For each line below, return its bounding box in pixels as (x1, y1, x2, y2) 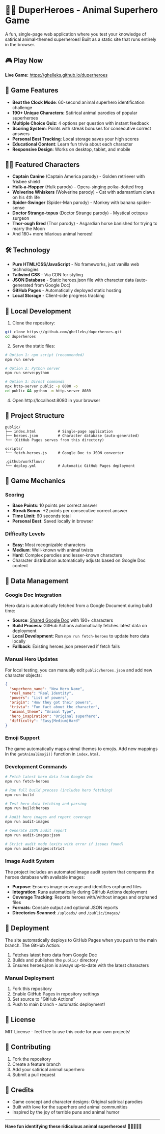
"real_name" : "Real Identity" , (9, 691, 74, 696)
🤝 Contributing (5, 1043, 51, 1051)
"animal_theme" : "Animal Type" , (9, 709, 76, 714)
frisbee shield (12, 179, 40, 185)
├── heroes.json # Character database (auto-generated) (5, 433, 139, 438)
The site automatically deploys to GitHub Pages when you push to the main (5, 937, 157, 943)
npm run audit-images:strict (5, 846, 65, 851)
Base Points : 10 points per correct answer (12, 502, 98, 508)
